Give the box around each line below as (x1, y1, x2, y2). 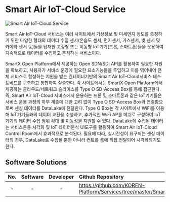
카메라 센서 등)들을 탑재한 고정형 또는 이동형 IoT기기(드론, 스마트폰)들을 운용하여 (5, 43, 163, 49)
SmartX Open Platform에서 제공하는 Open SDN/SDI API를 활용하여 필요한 (5, 60, 153, 66)
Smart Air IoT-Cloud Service (5, 4, 126, 15)
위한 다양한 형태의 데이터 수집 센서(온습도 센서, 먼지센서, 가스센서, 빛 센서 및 (10, 37, 160, 43)
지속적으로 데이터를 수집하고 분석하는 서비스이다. (5, 50, 102, 56)
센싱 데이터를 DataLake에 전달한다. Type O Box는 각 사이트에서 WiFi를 (14, 105, 155, 111)
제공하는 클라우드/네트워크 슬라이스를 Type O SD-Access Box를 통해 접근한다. (5, 86, 161, 92)
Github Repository (78, 173, 124, 180)
